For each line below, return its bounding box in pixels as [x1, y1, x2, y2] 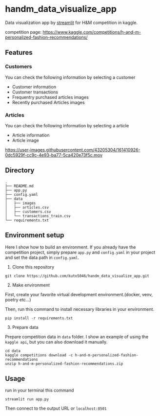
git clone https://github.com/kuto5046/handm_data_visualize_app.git [5, 273, 150, 278]
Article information [12, 132, 50, 138]
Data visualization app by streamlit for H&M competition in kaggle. [5, 20, 138, 25]
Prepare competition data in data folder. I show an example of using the [5, 334, 149, 340]
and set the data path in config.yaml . [5, 254, 80, 260]
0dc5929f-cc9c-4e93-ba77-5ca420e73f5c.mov [5, 152, 103, 158]
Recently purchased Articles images [12, 99, 85, 105]
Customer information [12, 84, 57, 90]
